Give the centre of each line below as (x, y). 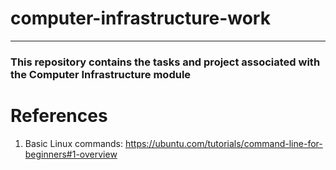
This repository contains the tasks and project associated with (165, 62)
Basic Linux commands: (74, 143)
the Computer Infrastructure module (101, 74)
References (59, 116)
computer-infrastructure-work (140, 18)
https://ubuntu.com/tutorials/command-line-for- (223, 143)
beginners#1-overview (71, 154)
